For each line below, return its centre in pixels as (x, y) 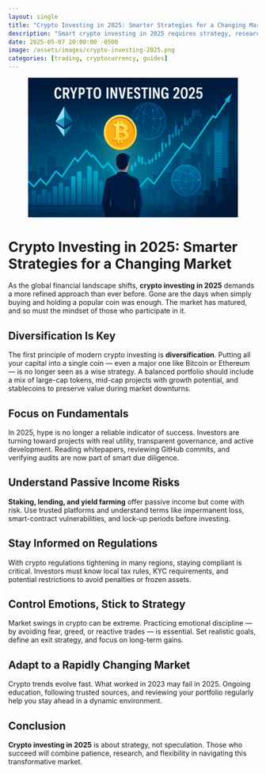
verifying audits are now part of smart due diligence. (94, 457)
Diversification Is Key (62, 335)
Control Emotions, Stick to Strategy (97, 604)
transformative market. (46, 762)
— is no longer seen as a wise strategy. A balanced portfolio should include (131, 371)
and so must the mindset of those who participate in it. (97, 311)
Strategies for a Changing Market (120, 263)
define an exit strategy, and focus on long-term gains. (96, 640)
